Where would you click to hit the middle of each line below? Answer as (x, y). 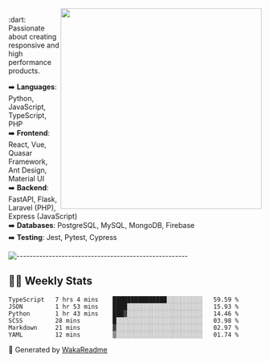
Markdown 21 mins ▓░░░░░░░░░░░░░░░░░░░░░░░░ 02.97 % (124, 327)
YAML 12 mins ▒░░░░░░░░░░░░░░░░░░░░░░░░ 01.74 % (124, 335)
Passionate (27, 28)
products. (24, 71)
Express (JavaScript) (43, 216)
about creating (33, 37)
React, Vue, (27, 144)
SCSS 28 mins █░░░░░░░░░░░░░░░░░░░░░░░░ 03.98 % (124, 320)
